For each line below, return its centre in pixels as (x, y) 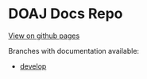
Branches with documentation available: (74, 51)
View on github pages (44, 36)
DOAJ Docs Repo (66, 14)
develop (33, 66)
